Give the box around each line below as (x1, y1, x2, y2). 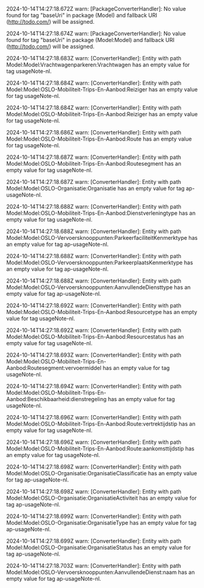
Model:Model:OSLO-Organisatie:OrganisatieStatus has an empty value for (6, 544, 191, 551)
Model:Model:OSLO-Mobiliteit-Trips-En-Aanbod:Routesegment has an (6, 160, 182, 167)
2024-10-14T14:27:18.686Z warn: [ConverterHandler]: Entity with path (6, 129, 182, 136)
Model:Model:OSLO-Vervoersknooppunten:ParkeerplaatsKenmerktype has (6, 259, 193, 266)
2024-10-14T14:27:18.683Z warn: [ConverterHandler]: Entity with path (6, 55, 182, 61)
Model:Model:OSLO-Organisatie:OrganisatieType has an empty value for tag (6, 519, 197, 526)
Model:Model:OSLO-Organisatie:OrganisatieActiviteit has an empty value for (6, 494, 197, 502)
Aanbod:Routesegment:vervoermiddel (6, 365, 102, 371)
